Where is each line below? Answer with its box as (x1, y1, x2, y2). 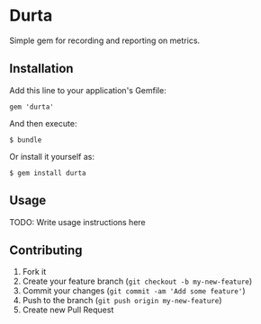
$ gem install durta (9, 168, 87, 178)
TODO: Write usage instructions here (9, 216, 146, 227)
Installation (9, 61, 74, 76)
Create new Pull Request (22, 304, 114, 315)
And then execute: (9, 118, 77, 128)
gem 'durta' (9, 102, 54, 111)
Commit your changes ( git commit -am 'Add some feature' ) (22, 285, 246, 296)
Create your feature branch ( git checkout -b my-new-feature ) (22, 276, 253, 287)
